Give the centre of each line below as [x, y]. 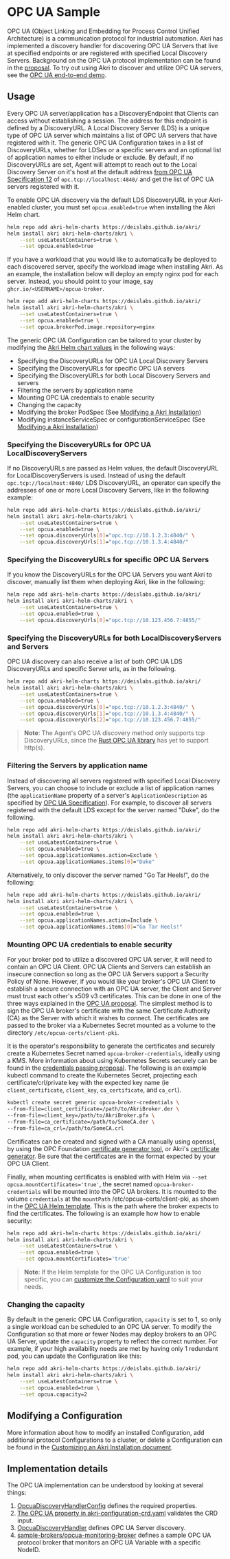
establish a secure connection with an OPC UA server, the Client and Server [114, 989]
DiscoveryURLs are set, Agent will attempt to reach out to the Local [102, 164]
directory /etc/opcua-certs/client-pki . [63, 1033]
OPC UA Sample [54, 12]
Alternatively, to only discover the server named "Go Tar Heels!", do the [108, 875]
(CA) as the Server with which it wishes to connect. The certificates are [108, 1018]
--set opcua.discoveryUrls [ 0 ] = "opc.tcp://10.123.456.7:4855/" [110, 620]
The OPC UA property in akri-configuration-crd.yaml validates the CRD [117, 1514]
